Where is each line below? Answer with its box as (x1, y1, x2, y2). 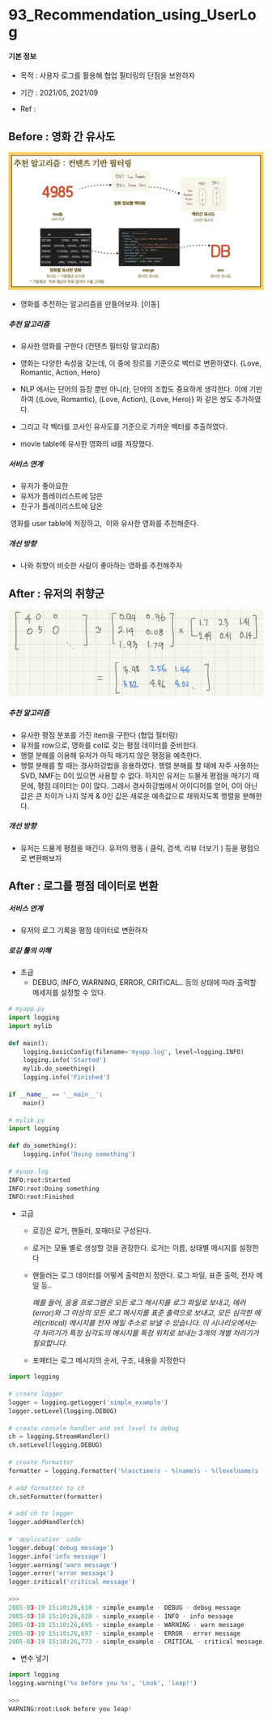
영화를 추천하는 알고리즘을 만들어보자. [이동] (19, 299, 160, 309)
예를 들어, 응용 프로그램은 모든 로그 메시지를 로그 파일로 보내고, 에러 (32, 1298, 246, 1308)
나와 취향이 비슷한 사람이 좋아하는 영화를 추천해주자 (19, 561, 183, 571)
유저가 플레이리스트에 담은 (19, 491, 104, 501)
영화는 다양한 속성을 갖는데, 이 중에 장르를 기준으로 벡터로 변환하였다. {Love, (19, 358, 261, 368)
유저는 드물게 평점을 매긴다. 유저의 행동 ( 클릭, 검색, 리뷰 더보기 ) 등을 (19, 843, 239, 853)
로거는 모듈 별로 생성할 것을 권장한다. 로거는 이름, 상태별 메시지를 (32, 1243, 237, 1253)
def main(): (8, 1039, 49, 1047)
